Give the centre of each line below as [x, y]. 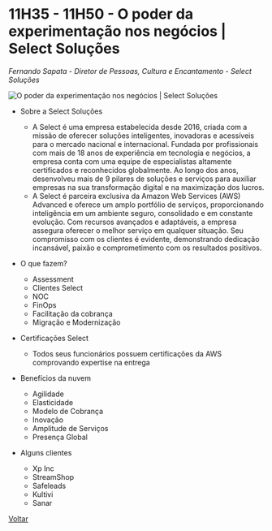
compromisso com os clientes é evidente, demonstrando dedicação [146, 239]
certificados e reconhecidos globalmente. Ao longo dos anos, [135, 170]
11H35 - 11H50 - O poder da [101, 14]
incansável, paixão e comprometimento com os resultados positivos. [147, 248]
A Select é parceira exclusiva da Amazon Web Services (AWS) [136, 196]
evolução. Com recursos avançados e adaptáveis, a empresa [134, 222]
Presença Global [60, 437]
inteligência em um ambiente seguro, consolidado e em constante [142, 213]
